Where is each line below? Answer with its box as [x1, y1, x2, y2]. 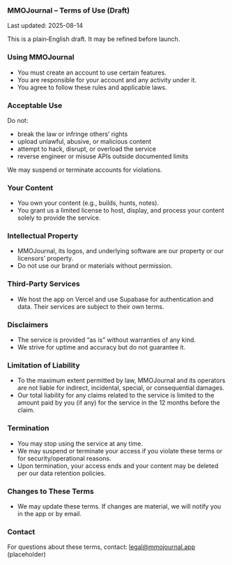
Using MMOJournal [7, 52, 75, 62]
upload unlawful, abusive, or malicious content [17, 137, 152, 145]
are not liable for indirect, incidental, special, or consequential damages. [17, 384, 225, 392]
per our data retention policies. [17, 469, 106, 477]
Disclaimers [7, 319, 49, 329]
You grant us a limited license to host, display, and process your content [17, 206, 224, 215]
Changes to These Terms [7, 486, 94, 496]
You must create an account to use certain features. [17, 68, 167, 77]
